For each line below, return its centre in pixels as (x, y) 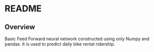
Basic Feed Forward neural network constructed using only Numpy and (77, 39)
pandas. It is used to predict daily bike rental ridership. (60, 44)
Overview (20, 27)
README (23, 9)
